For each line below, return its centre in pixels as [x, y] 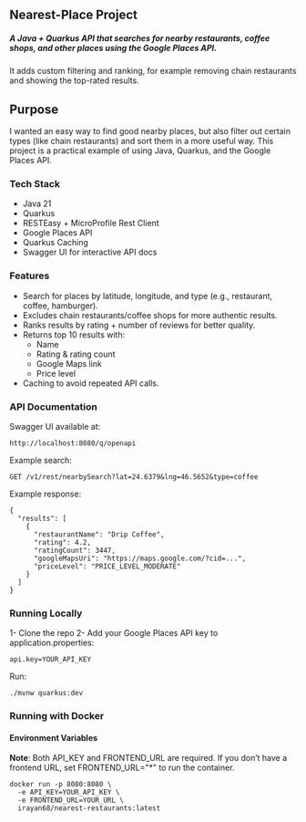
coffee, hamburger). [60, 306]
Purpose [34, 109]
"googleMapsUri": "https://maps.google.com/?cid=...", [140, 559]
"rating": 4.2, [62, 543]
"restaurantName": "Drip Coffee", [99, 535]
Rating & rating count [76, 354]
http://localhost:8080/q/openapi [73, 443]
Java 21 [37, 203]
